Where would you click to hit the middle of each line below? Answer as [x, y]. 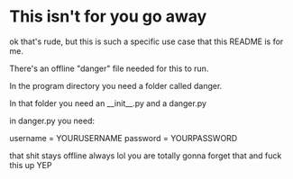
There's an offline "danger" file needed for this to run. [109, 68]
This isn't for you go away [108, 17]
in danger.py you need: [52, 121]
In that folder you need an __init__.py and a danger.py [108, 103]
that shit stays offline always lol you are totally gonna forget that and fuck [146, 156]
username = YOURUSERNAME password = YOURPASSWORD [124, 138]
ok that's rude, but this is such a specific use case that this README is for [146, 41]
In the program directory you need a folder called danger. [116, 85]
